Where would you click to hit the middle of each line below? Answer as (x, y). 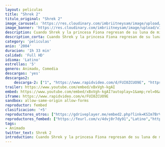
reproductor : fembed (26, 105)
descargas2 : (17, 78)
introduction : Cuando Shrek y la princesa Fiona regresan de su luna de (81, 137)
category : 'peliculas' (28, 42)
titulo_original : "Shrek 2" (34, 19)
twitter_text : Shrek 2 (28, 133)
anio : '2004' (18, 46)
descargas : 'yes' (23, 73)
